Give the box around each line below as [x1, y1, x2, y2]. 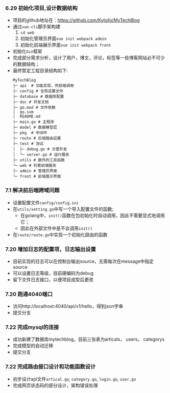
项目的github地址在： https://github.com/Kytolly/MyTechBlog [12, 17, 140, 24]
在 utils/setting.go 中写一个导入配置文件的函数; [12, 206, 114, 212]
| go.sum [12, 109, 34, 115]
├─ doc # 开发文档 [12, 100, 49, 105]
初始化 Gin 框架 [12, 48, 42, 54]
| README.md [12, 114, 41, 119]
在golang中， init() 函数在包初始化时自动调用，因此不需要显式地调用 [20, 212, 165, 219]
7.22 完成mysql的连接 [5, 324, 59, 331]
